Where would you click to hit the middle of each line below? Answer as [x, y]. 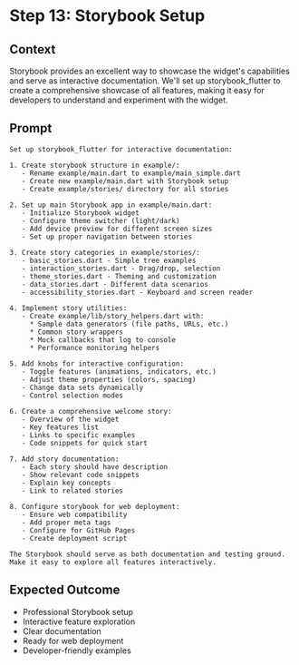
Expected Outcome [65, 590]
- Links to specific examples [78, 435]
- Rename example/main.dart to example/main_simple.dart [131, 173]
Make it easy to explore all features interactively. [113, 562]
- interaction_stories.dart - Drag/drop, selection [121, 269]
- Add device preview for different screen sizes [117, 229]
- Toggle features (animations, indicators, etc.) [119, 372]
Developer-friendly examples [77, 650]
